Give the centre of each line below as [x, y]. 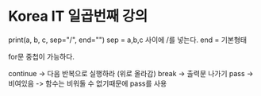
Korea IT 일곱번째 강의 [78, 16]
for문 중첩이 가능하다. [42, 56]
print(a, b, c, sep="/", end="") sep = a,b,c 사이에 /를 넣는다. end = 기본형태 [128, 40]
